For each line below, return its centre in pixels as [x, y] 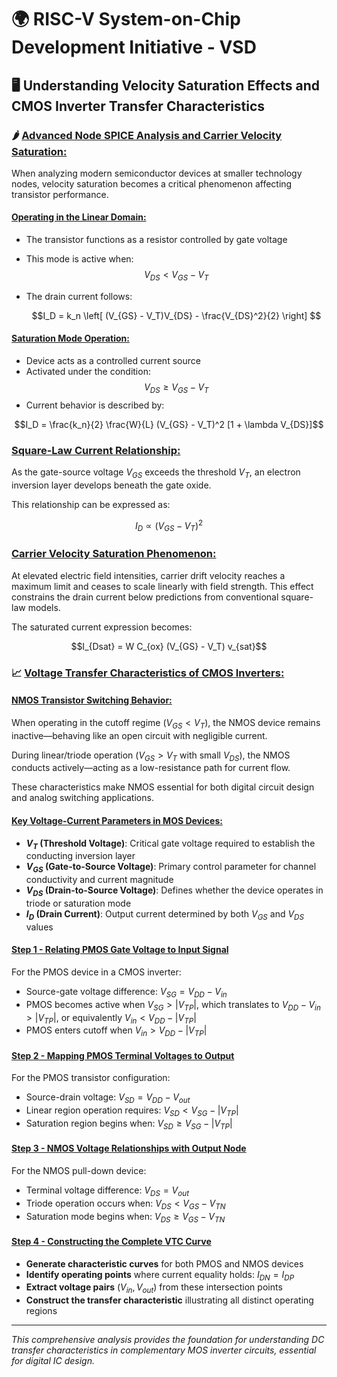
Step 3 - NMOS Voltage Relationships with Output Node [129, 1148]
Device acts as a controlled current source [113, 361]
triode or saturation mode [78, 903]
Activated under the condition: [88, 372]
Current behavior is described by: [95, 405]
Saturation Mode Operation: [70, 338]
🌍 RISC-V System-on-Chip [126, 19]
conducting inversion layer [80, 856]
